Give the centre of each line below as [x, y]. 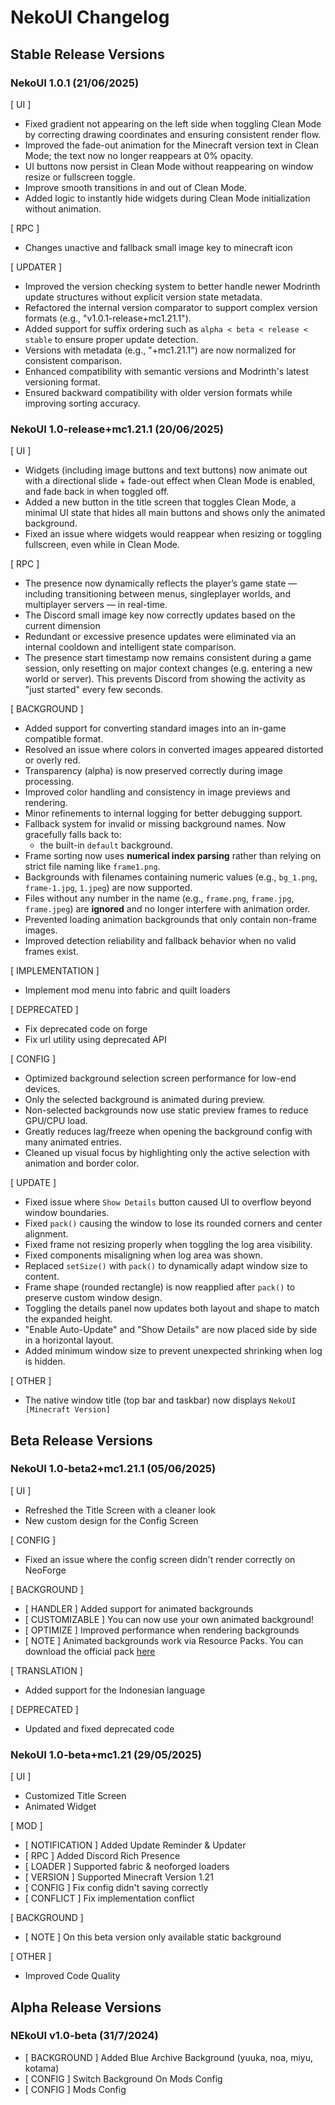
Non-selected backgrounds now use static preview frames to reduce [166, 1110]
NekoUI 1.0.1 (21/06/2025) [75, 83]
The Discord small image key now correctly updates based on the [160, 615]
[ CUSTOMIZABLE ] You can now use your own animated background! [169, 1619]
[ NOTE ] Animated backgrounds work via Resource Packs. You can [164, 1640]
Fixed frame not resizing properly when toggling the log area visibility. [168, 1245]
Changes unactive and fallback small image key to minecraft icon [158, 247]
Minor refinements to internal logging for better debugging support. [163, 813]
